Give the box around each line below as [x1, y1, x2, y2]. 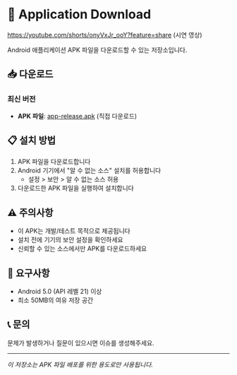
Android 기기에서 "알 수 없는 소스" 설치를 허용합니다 [17, 166, 162, 175]
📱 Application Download [7, 6, 152, 23]
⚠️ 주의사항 [7, 206, 54, 218]
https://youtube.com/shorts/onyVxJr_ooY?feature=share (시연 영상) [7, 30, 202, 39]
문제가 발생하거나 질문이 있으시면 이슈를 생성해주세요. [7, 338, 154, 347]
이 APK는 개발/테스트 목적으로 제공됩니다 [17, 227, 130, 235]
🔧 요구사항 [7, 267, 51, 279]
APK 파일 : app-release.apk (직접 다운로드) [17, 112, 138, 120]
